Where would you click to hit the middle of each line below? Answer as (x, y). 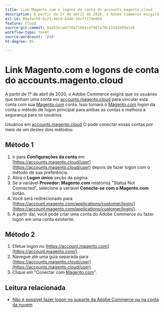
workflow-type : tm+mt (27, 32)
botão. (19, 193)
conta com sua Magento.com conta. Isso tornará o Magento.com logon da (80, 104)
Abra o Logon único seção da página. (51, 177)
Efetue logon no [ (30, 246)
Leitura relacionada (35, 288)
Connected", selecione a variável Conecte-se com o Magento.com (80, 188)
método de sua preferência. (40, 172)
